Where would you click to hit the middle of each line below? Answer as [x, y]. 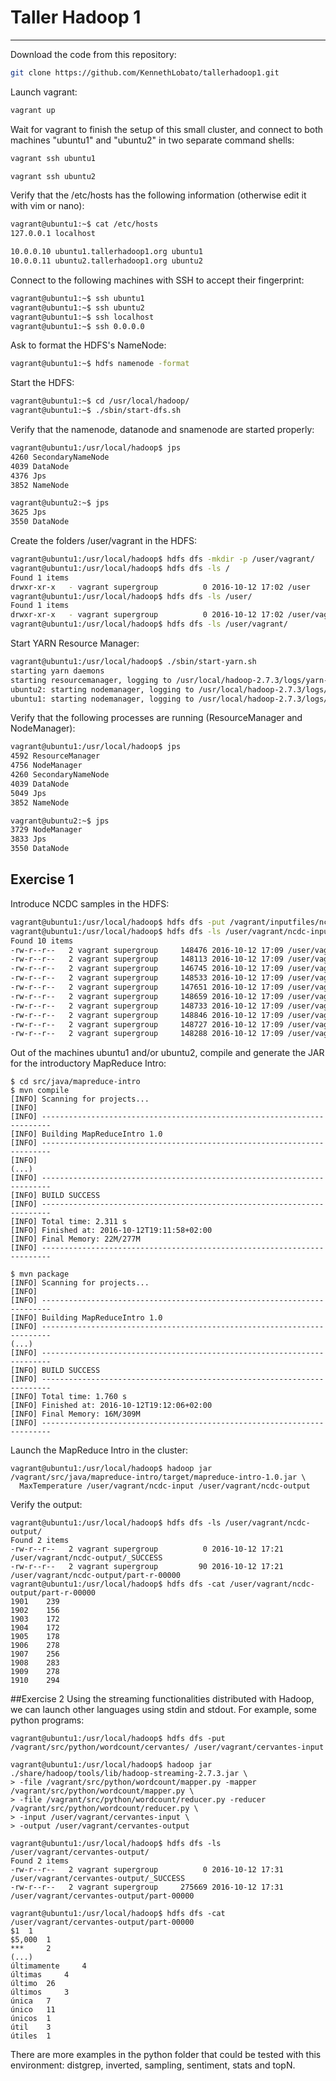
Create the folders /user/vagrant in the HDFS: [104, 541]
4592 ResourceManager [55, 756]
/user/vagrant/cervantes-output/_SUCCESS [98, 1879]
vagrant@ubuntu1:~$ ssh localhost [82, 317]
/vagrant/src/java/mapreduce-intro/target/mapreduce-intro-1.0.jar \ [158, 1477]
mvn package [44, 1274]
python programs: [47, 1720]
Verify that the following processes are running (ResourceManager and [156, 718]
